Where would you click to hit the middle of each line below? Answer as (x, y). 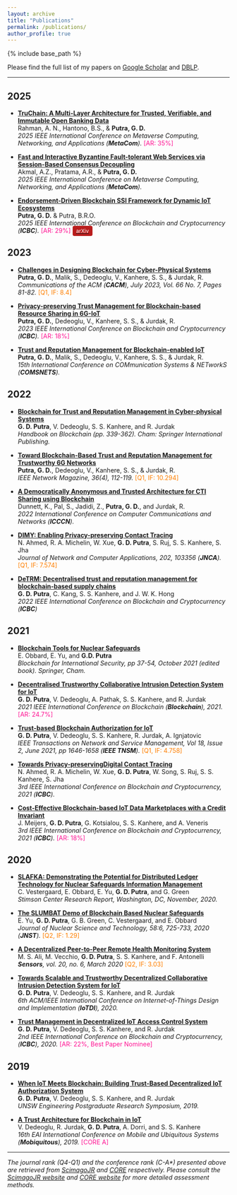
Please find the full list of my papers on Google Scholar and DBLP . (103, 67)
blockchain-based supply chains (67, 586)
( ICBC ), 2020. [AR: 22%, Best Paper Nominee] (85, 1044)
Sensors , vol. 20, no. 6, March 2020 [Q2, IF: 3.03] (90, 964)
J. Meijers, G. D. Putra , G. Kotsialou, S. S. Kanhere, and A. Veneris (113, 823)
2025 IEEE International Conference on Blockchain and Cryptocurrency (121, 223)
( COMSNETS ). (39, 372)
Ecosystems (36, 208)
